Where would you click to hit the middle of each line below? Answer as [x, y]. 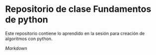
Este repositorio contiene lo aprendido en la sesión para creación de [75, 33]
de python [27, 20]
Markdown [16, 48]
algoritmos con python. [29, 39]
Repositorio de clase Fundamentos [78, 9]
